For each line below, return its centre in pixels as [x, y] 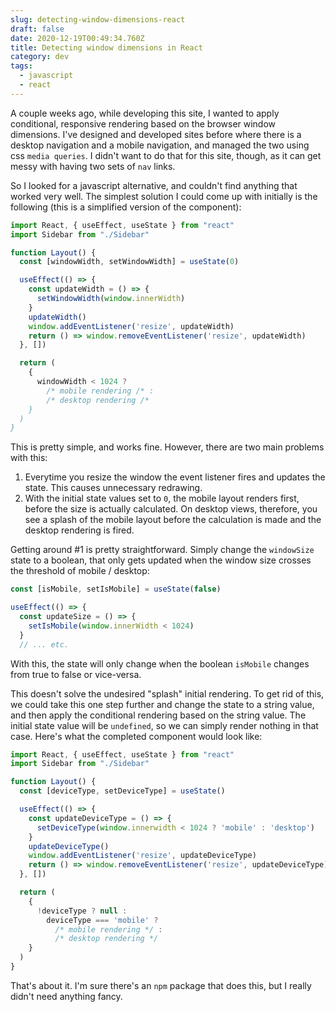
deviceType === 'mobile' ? [102, 920]
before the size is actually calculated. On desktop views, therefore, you [171, 509]
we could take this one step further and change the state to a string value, [162, 704]
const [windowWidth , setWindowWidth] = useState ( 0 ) [129, 262]
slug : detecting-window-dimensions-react [98, 19]
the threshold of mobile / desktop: [80, 571]
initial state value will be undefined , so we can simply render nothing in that [164, 725]
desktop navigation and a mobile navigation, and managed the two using [160, 145]
